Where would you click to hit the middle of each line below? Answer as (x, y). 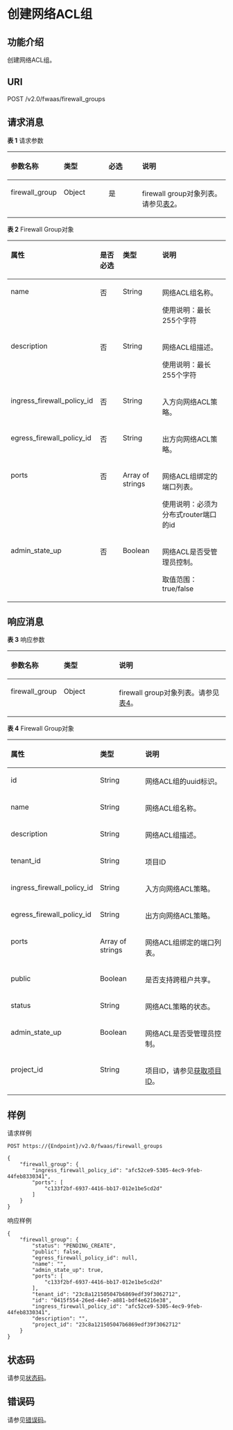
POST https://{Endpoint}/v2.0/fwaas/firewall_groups (85, 1146)
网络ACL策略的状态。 (180, 1007)
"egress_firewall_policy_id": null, (85, 1258)
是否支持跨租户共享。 (180, 980)
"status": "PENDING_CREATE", (74, 1246)
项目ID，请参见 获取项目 (183, 1071)
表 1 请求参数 (25, 140)
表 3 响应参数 (26, 640)
